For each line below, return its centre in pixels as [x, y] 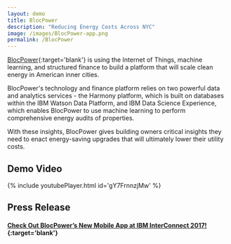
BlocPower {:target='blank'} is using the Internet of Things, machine [105, 60]
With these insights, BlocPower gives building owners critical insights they [114, 132]
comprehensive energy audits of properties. [71, 118]
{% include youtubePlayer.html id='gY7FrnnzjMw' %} [84, 185]
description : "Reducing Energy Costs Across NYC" [81, 27]
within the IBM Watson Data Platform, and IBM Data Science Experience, [112, 103]
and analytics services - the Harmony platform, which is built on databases [116, 96]
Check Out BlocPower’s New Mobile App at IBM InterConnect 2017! [107, 225]
